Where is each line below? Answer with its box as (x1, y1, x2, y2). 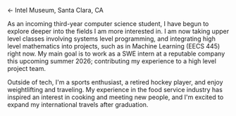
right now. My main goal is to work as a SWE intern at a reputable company (7, 49, 225, 58)
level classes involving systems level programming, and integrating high (7, 34, 216, 43)
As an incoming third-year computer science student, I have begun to (7, 20, 209, 27)
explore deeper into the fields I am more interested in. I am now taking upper (7, 27, 230, 35)
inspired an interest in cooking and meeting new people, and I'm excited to (7, 93, 224, 101)
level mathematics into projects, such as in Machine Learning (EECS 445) (7, 42, 221, 50)
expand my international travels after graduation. (7, 101, 149, 108)
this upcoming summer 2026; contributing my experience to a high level (7, 57, 217, 65)
